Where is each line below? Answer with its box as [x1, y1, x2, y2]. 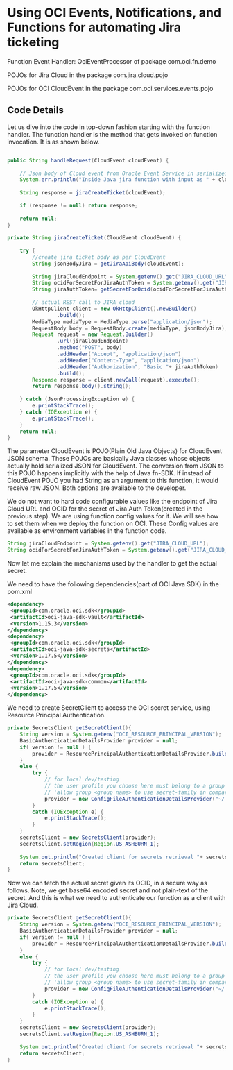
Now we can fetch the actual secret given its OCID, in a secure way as [7, 879, 208, 888]
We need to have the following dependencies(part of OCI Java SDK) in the [7, 580, 220, 588]
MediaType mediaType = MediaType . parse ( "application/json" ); [32, 318, 213, 325]
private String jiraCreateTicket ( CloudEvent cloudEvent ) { [7, 235, 182, 241]
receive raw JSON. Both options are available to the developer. [7, 484, 187, 492]
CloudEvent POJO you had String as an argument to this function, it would [7, 477, 218, 485]
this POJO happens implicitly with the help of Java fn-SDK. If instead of [7, 469, 212, 477]
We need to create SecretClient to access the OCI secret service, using [7, 704, 211, 712]
